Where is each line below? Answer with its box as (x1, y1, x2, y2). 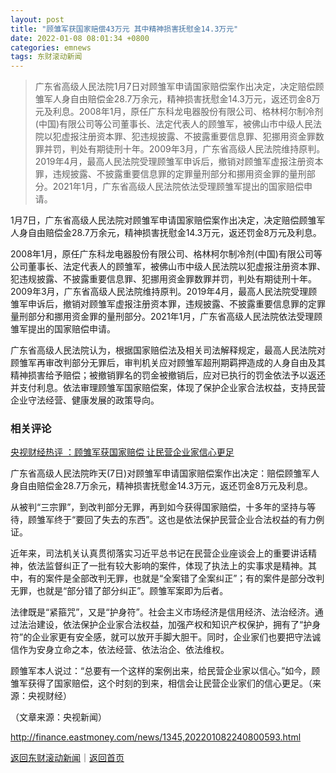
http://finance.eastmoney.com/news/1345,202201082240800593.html (10, 731, 302, 743)
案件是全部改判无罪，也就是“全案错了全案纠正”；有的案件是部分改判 (44, 572, 325, 585)
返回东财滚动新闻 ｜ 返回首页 (10, 752, 125, 764)
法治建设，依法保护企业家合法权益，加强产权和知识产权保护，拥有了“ (18, 619, 304, 631)
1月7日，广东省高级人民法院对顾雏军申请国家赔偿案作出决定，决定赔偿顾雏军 (10, 214, 326, 226)
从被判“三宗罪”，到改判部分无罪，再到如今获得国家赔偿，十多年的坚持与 (10, 501, 308, 513)
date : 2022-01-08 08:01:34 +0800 (10, 33, 150, 43)
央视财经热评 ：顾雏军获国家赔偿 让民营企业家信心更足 (10, 446, 235, 458)
